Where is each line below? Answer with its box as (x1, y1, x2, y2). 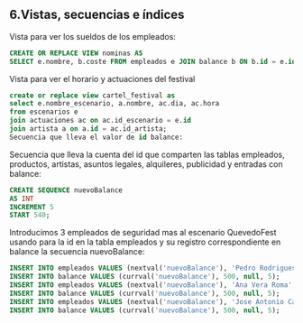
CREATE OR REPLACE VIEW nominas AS (9, 49, 143, 58)
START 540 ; (9, 211, 50, 220)
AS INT (9, 194, 34, 203)
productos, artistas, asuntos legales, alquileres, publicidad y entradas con (9, 158, 284, 170)
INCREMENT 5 (9, 202, 54, 211)
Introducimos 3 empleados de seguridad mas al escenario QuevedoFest (9, 227, 277, 238)
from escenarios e (9, 107, 78, 116)
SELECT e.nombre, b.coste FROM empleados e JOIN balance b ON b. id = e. (9, 57, 289, 66)
